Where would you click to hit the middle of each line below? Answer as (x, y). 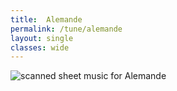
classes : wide (40, 47)
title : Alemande (46, 19)
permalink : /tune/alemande (66, 29)
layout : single (42, 38)
